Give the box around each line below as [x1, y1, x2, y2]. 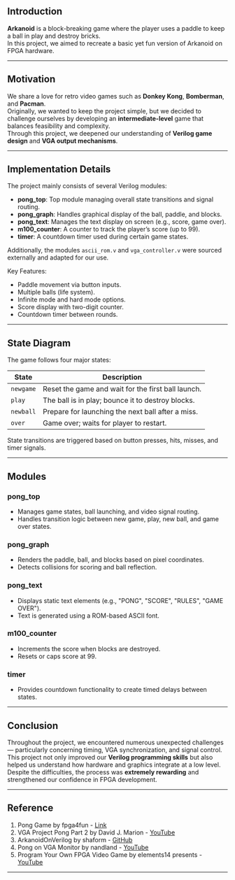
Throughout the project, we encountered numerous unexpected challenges [7, 738, 224, 746]
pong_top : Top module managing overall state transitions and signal [17, 195, 214, 204]
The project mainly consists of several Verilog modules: [7, 182, 167, 190]
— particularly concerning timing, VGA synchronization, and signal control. [7, 745, 222, 754]
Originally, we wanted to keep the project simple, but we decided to [7, 106, 201, 115]
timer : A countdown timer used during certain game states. [17, 232, 189, 241]
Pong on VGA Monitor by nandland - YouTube [17, 843, 149, 851]
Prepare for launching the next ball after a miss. [43, 407, 198, 417]
